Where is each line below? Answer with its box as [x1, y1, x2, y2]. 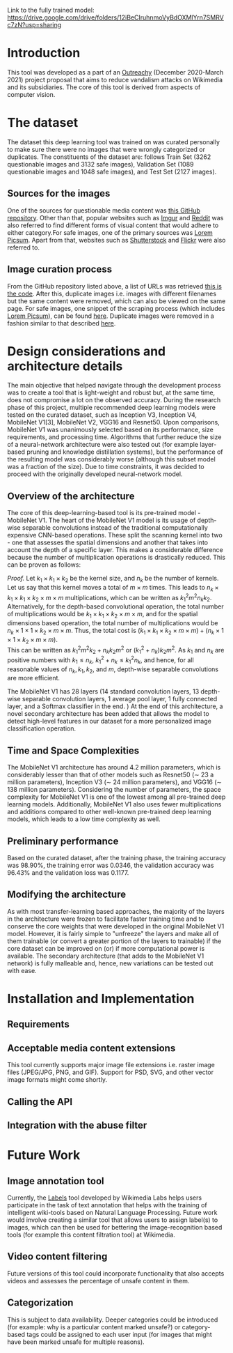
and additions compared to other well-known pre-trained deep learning [7, 808, 211, 816]
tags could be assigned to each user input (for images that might [26, 1330, 212, 1338]
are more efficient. [7, 674, 61, 682]
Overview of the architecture [7, 490, 135, 502]
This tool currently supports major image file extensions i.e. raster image [7, 1061, 216, 1069]
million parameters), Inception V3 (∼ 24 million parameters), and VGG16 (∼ [7, 778, 223, 786]
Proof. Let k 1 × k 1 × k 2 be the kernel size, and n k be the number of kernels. [7, 574, 219, 584]
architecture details [7, 358, 123, 374]
